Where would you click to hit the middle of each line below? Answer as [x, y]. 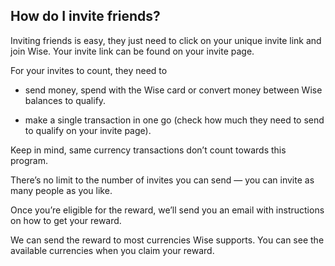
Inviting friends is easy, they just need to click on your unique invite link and [166, 40]
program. [29, 160]
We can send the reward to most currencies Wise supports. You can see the [167, 240]
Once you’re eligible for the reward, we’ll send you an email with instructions [167, 210]
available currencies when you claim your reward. [112, 250]
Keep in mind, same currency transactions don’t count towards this [148, 150]
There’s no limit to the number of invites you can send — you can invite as [162, 180]
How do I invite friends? [85, 16]
